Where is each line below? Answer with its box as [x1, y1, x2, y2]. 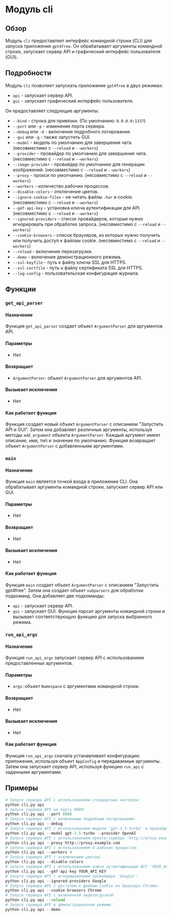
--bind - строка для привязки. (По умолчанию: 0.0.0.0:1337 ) [12, 117, 146, 124]
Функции [5, 285, 36, 294]
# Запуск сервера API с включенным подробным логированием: [5, 817, 137, 822]
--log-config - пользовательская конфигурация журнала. [12, 270, 139, 276]
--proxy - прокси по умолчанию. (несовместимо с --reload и [12, 172, 147, 178]
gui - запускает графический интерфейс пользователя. [12, 97, 134, 104]
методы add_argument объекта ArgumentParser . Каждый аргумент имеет [5, 432, 161, 438]
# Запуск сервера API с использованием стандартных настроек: [5, 797, 141, 803]
